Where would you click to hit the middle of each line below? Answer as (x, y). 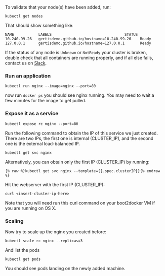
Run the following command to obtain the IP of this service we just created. (82, 133)
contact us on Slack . (26, 63)
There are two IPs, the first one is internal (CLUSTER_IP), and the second (79, 138)
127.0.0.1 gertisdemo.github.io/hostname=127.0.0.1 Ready (78, 43)
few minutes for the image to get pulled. (46, 101)
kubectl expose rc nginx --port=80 (42, 124)
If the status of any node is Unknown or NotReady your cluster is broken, (76, 52)
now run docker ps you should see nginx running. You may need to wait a (80, 95)
